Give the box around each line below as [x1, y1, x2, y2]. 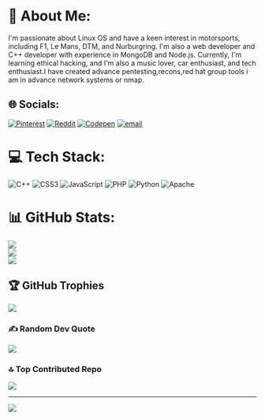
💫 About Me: [8, 7, 91, 25]
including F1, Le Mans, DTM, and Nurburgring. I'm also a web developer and [8, 41, 256, 50]
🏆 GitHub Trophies [8, 279, 105, 292]
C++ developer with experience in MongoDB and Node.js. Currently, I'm [8, 50, 242, 59]
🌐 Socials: [8, 98, 60, 111]
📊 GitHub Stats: [8, 208, 116, 226]
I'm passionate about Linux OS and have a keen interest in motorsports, [8, 33, 241, 43]
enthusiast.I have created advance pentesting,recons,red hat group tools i [8, 66, 248, 76]
